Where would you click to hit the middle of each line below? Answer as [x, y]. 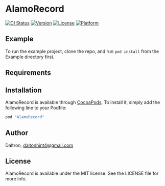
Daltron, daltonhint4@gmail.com [39, 145]
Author [17, 133]
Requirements [28, 73]
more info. [16, 179]
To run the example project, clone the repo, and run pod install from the [82, 51]
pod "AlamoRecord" [25, 117]
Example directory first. [30, 57]
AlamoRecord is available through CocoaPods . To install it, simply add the [83, 102]
